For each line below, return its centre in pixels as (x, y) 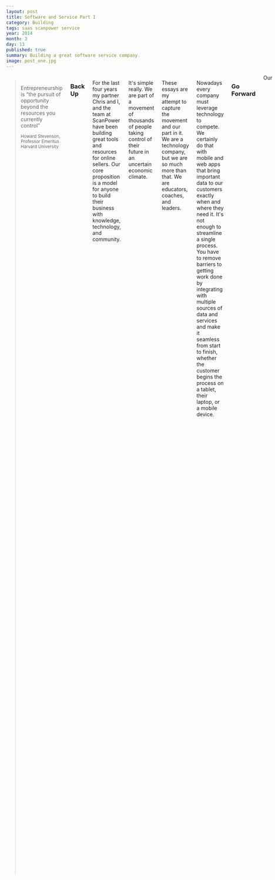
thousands (141, 120)
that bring (208, 170)
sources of (209, 308)
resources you (38, 113)
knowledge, (107, 220)
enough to (209, 227)
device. (205, 414)
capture (171, 108)
